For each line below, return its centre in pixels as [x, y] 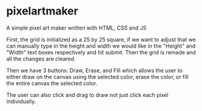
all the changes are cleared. [41, 59]
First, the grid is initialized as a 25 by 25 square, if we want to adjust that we [101, 39]
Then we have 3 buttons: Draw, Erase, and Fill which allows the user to [95, 70]
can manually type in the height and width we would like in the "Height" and [101, 46]
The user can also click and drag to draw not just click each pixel [87, 95]
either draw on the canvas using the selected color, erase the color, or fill [98, 77]
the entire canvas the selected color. [52, 83]
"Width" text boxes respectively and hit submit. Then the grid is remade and [101, 52]
